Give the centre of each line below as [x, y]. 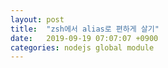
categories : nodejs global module [82, 47]
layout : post [37, 19]
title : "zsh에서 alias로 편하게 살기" [85, 29]
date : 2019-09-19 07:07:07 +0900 [84, 38]
